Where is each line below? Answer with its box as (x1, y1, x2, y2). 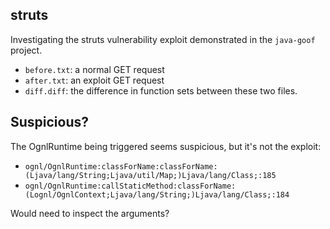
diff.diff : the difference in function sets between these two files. (24, 84, 298, 97)
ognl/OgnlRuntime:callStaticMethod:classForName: (24, 181, 237, 191)
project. (10, 44, 43, 56)
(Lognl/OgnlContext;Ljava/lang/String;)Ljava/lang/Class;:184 (24, 189, 290, 200)
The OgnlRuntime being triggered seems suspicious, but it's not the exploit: (10, 140, 322, 152)
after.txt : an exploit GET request (24, 74, 165, 86)
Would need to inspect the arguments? (10, 207, 170, 219)
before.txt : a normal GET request (24, 63, 165, 75)
